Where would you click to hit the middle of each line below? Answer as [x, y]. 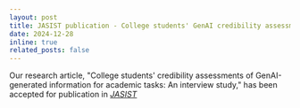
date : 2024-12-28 [42, 34]
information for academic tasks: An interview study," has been [163, 85]
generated [28, 85]
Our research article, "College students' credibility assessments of [132, 75]
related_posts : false [50, 50]
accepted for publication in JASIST [73, 95]
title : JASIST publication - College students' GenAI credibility [135, 26]
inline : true [33, 42]
